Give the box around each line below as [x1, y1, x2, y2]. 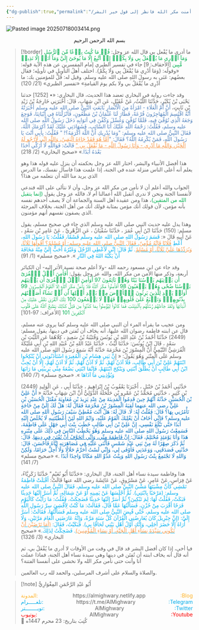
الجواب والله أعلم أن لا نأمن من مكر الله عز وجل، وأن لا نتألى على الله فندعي [20, 184, 190, 191]
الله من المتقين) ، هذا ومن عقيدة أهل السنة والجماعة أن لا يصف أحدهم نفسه [20, 196, 187, 203]
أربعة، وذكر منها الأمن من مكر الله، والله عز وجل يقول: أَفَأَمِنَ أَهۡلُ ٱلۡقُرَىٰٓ [20, 270, 188, 277]
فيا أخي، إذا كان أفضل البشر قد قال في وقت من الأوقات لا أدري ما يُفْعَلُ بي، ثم [20, 544, 192, 552]
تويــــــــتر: [20, 604, 45, 612]
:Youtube [171, 610, 193, 618]
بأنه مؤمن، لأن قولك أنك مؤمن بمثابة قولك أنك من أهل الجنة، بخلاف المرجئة [20, 203, 185, 210]
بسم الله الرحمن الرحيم [73, 36, 126, 43]
